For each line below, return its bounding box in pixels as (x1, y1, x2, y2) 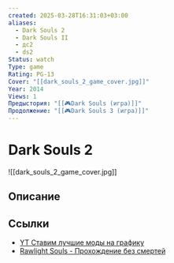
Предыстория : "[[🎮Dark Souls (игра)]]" (8, 100, 142, 107)
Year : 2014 (8, 85, 44, 93)
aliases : (8, 19, 37, 27)
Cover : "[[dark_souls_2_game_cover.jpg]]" (8, 77, 150, 85)
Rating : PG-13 (8, 70, 55, 78)
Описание (8, 190, 61, 204)
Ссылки (8, 216, 50, 230)
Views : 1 (8, 92, 37, 100)
